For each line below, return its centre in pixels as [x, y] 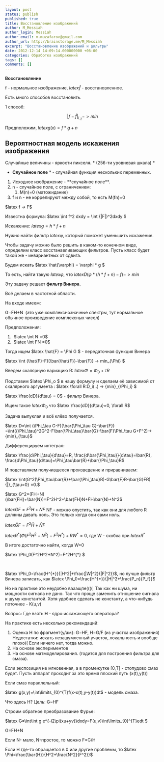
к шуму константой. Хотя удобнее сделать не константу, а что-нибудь [79, 599]
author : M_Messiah [24, 28]
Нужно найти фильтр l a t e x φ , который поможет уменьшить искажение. [79, 236]
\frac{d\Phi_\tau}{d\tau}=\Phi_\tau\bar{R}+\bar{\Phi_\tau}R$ [65, 460]
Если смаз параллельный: [32, 682]
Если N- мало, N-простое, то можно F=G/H [50, 740]
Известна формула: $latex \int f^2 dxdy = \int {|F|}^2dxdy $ [66, 217]
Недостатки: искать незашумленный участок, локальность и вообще [85, 638]
